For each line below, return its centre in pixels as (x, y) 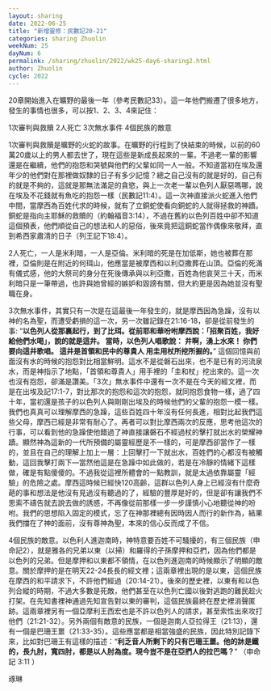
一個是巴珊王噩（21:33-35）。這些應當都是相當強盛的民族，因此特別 (127, 631)
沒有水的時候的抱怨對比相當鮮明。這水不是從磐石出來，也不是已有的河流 (135, 361)
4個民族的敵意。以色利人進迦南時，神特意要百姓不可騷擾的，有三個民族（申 (134, 540)
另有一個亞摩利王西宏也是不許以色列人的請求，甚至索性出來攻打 (156, 611)
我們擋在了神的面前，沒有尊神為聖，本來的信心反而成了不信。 (111, 523)
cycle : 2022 (28, 76)
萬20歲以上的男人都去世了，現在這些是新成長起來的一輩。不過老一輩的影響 (133, 155)
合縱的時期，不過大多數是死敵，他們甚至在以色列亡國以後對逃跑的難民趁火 (139, 591)
